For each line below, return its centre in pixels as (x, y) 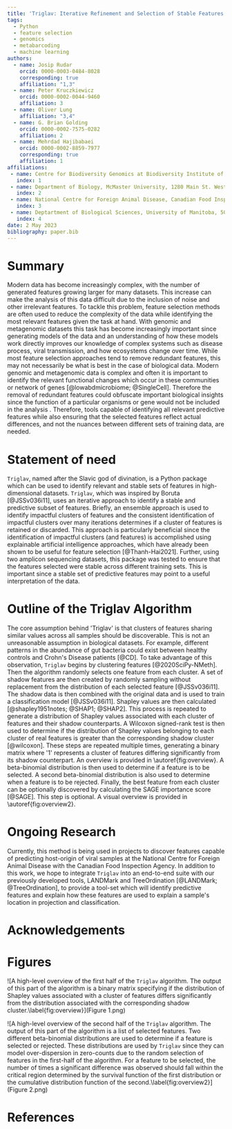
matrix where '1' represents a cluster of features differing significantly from (114, 753)
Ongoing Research (61, 832)
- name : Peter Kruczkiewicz (54, 90)
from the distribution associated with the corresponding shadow (98, 1003)
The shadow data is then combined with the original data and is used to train (116, 694)
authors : (20, 59)
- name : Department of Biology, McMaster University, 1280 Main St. (111, 187)
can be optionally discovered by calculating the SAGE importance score (109, 789)
